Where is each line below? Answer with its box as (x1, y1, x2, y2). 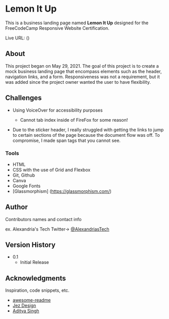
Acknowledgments (5, 274, 67, 283)
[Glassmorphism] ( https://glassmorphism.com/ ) (12, 188, 112, 194)
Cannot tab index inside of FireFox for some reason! (20, 117, 128, 123)
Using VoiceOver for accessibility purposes (12, 107, 103, 113)
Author (5, 203, 28, 211)
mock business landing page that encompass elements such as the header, (5, 68, 162, 74)
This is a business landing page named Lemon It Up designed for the (5, 20, 149, 26)
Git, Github (12, 172, 35, 178)
